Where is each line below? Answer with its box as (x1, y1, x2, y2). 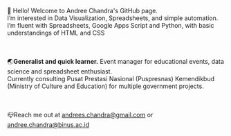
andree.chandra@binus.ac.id (7, 121, 90, 128)
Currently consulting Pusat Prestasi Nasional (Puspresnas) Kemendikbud (7, 75, 215, 83)
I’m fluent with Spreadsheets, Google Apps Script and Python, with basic (7, 22, 214, 29)
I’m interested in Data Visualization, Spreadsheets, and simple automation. (7, 14, 219, 22)
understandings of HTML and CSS (7, 28, 105, 37)
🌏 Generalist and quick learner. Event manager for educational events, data (7, 58, 225, 65)
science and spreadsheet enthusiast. (7, 67, 113, 76)
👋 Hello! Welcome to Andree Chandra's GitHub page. (7, 7, 158, 15)
